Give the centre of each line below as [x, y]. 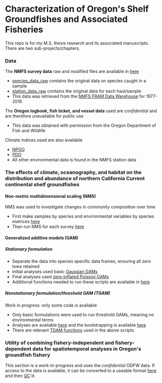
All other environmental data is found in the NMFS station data [74, 160]
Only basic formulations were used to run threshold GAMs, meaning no [83, 314]
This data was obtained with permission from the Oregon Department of [84, 125]
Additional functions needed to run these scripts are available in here [81, 282]
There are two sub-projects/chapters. [43, 48]
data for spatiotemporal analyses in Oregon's [87, 348]
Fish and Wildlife [29, 131]
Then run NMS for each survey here [48, 226]
